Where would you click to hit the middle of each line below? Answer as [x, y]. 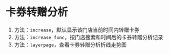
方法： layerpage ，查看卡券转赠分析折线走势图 [70, 45]
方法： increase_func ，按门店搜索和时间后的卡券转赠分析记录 [89, 37]
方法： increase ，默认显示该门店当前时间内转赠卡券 [77, 30]
